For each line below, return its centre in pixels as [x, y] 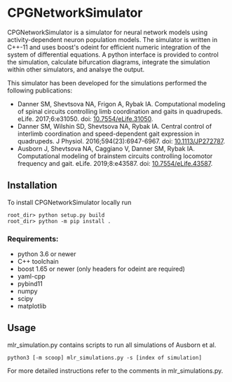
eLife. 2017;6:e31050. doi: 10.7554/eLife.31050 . [85, 119]
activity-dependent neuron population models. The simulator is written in [112, 39]
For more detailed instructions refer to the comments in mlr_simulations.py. [115, 370]
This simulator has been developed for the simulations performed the [107, 83]
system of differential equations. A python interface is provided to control [113, 55]
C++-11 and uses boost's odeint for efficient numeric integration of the [109, 47]
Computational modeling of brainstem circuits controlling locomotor [115, 156]
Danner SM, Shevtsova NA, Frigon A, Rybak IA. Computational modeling [121, 104]
